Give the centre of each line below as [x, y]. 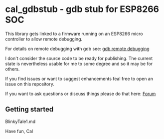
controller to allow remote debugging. [44, 39]
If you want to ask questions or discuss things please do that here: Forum [81, 93]
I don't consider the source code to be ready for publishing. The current [79, 58]
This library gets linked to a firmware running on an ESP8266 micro [74, 33]
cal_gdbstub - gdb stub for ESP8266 [82, 9]
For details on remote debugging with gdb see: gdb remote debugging [77, 48]
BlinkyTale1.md [20, 121]
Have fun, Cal [19, 131]
